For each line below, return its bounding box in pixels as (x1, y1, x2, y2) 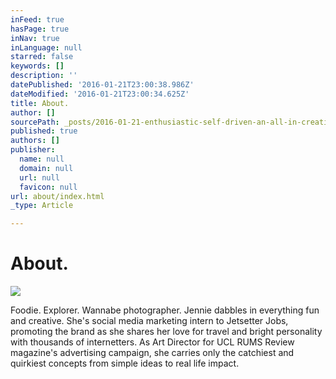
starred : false (10, 52, 74, 62)
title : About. (10, 98, 70, 108)
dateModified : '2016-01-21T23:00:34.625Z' (10, 89, 190, 99)
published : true (10, 126, 78, 136)
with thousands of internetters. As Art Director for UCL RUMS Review (10, 336, 295, 348)
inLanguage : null (10, 42, 83, 53)
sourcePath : (10, 117, 60, 127)
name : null (19, 154, 65, 164)
